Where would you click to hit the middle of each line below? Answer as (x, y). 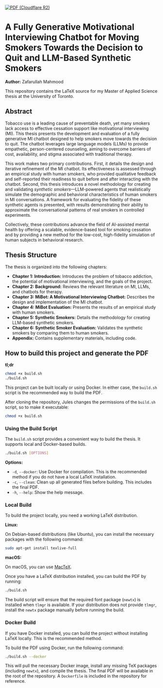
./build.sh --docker (26, 656)
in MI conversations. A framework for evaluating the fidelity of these (73, 199)
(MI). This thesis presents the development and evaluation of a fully (72, 133)
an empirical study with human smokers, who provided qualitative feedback (81, 174)
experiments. (18, 215)
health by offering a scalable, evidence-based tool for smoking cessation (78, 229)
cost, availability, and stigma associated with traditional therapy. (69, 154)
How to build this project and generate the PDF (77, 353)
